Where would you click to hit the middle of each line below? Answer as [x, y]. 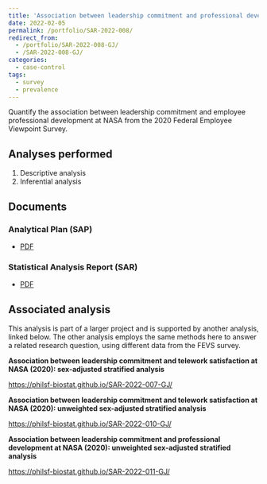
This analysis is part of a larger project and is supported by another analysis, [133, 328]
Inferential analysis [50, 182]
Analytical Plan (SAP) [50, 229]
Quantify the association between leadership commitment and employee [127, 112]
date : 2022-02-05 [37, 23]
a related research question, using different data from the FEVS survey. [124, 345]
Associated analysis [60, 310]
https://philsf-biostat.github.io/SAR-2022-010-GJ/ [90, 424]
